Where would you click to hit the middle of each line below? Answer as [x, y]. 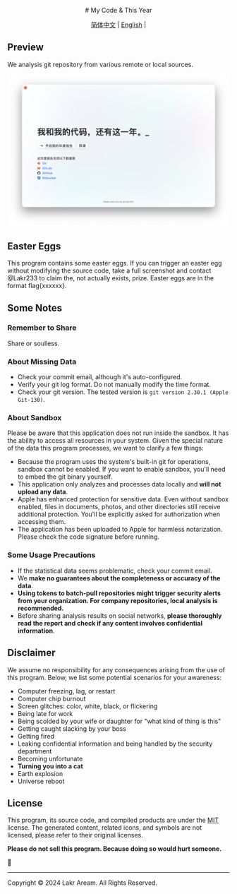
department [35, 751]
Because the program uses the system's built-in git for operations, [114, 462]
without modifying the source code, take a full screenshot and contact [109, 270]
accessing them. [42, 522]
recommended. [41, 608]
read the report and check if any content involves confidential [110, 623]
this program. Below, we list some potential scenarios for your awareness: [115, 677]
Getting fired [36, 736]
